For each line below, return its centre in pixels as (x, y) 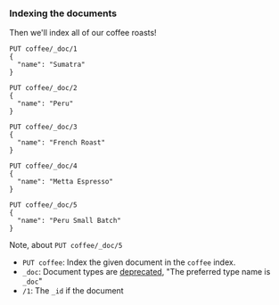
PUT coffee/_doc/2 (43, 88)
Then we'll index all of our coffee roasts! (83, 33)
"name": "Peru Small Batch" (70, 221)
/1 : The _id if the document (73, 291)
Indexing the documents (63, 13)
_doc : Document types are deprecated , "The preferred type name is (146, 272)
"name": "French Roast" (61, 143)
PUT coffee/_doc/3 (43, 128)
